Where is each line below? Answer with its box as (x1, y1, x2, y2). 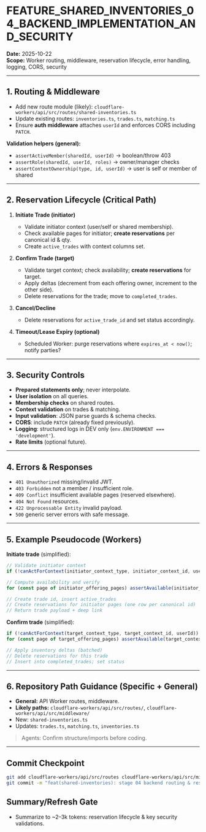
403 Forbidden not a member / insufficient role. (15, 485, 134, 492)
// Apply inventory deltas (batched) (6, 647, 103, 653)
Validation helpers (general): (6, 139, 81, 147)
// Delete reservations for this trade (6, 653, 109, 659)
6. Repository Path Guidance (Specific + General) (6, 681, 198, 691)
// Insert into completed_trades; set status (6, 658, 124, 664)
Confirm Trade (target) (15, 254, 75, 261)
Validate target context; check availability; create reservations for (24, 266, 191, 274)
